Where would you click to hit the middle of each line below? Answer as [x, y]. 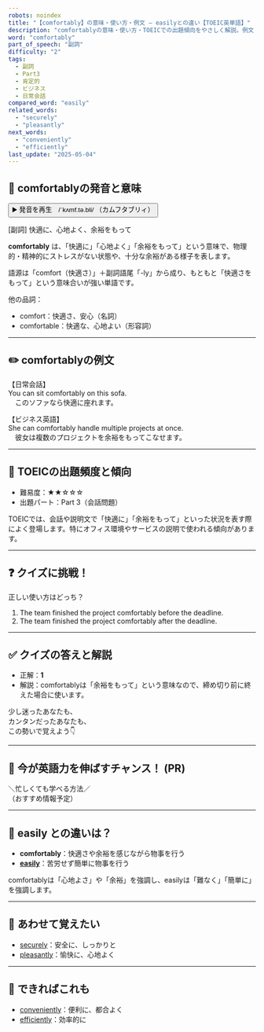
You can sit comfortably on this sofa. [68, 393]
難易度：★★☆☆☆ [51, 492]
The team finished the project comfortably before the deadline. [121, 612]
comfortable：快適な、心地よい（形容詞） [87, 326]
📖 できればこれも [49, 989]
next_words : [27, 132]
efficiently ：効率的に [53, 1019]
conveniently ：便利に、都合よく [71, 1009]
